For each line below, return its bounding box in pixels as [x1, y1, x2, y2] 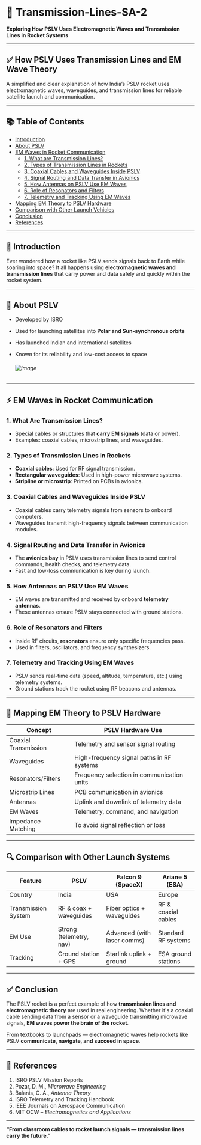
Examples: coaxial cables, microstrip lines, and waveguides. [14, 436, 163, 444]
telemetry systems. [14, 679, 63, 686]
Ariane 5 [162, 873, 188, 881]
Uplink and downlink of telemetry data [74, 798, 181, 806]
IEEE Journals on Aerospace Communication [14, 1102, 126, 1110]
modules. [14, 525, 38, 533]
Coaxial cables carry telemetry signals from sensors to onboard [14, 506, 172, 513]
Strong [57, 925, 77, 933]
